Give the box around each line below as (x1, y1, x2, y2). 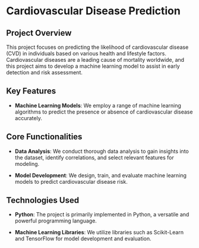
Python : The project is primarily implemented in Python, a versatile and (14, 211, 189, 218)
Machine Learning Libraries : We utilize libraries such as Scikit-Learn (14, 229, 184, 236)
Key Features (6, 86, 56, 96)
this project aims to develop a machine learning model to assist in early (6, 62, 180, 70)
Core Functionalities (6, 132, 83, 142)
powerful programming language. (14, 217, 97, 224)
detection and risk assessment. (6, 69, 83, 76)
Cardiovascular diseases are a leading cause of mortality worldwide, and (6, 56, 185, 63)
